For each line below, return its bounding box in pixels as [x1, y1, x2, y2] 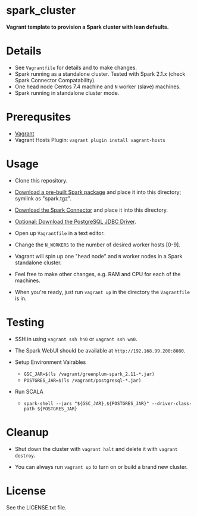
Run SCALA [14, 388, 43, 395]
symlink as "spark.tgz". [14, 194, 72, 202]
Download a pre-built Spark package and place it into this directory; [14, 189, 182, 196]
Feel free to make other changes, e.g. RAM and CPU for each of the [14, 270, 181, 277]
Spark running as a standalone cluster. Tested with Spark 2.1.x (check [14, 70, 186, 78]
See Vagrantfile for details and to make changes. [14, 64, 137, 71]
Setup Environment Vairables [14, 359, 86, 366]
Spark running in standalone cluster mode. [14, 89, 120, 96]
